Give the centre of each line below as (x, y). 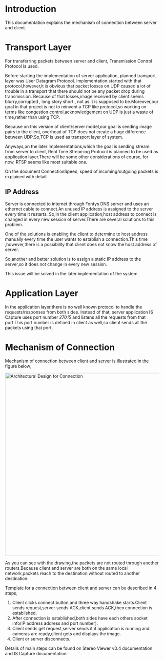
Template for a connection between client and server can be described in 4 (81, 588)
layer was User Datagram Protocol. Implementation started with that (73, 81)
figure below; (18, 366)
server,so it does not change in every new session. (56, 264)
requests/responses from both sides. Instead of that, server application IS (79, 312)
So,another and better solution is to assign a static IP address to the (73, 259)
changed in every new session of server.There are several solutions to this (80, 219)
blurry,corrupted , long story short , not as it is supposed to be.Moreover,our (82, 102)
